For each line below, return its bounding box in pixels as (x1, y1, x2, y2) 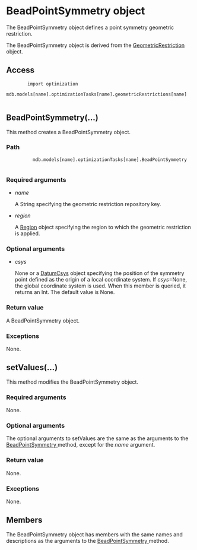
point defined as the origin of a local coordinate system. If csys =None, (14, 276, 188, 283)
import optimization (27, 81, 78, 87)
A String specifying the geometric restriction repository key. (14, 201, 161, 208)
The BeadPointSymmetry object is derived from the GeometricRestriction (6, 42, 185, 49)
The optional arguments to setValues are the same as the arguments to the (6, 435, 189, 442)
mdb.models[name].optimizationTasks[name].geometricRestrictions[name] (6, 91, 187, 97)
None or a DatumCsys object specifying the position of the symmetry (14, 270, 185, 277)
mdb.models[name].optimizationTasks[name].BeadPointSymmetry (32, 156, 187, 163)
